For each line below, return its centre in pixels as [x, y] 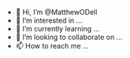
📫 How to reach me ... [52, 46]
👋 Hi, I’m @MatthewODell [56, 12]
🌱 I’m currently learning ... [58, 29]
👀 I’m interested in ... [49, 20]
